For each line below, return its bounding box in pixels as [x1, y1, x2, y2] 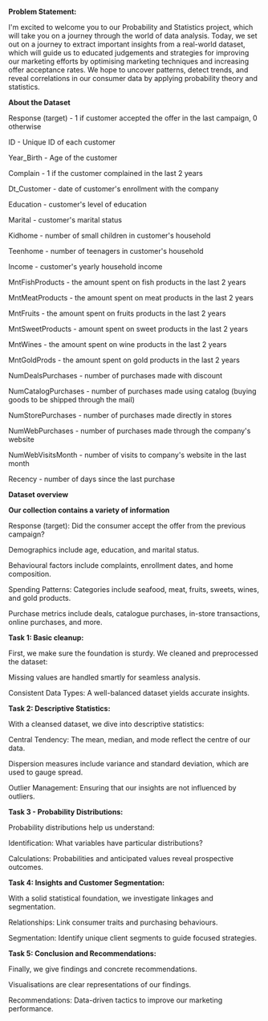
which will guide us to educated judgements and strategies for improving [8, 48, 250, 57]
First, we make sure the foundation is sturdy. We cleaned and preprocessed [8, 648, 258, 658]
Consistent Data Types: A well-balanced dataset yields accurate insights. [8, 688, 250, 697]
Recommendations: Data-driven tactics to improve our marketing [8, 995, 223, 1005]
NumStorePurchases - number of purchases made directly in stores [8, 410, 233, 420]
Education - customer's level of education [8, 200, 147, 209]
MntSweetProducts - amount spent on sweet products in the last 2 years [8, 325, 249, 333]
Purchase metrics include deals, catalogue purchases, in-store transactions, [8, 609, 261, 618]
